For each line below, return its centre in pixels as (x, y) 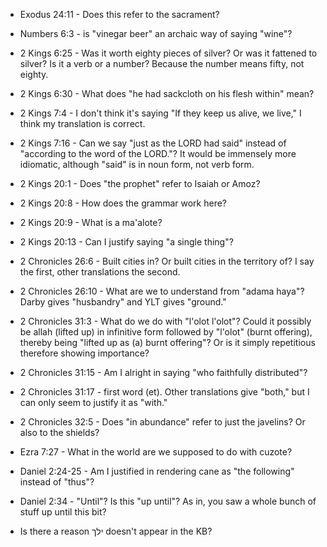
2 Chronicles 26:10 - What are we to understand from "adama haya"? (162, 291)
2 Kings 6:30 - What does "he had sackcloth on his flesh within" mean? (167, 93)
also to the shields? (59, 432)
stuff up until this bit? (63, 512)
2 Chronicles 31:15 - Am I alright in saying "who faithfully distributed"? (163, 372)
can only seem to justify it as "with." (93, 402)
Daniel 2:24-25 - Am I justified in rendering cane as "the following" (157, 471)
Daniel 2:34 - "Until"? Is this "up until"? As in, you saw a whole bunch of (168, 501)
